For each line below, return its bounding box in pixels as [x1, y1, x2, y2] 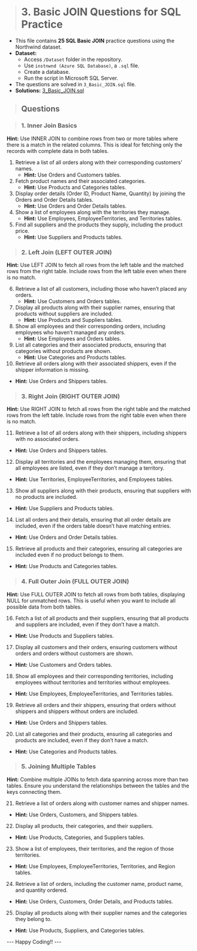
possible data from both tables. [6, 603, 82, 610]
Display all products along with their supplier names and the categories [15, 909, 187, 916]
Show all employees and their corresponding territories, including [15, 673, 174, 680]
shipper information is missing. [15, 366, 90, 373]
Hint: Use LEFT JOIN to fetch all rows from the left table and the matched [6, 261, 184, 269]
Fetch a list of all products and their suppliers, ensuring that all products [15, 614, 189, 621]
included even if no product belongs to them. [15, 551, 124, 559]
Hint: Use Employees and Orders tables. [23, 335, 122, 342]
